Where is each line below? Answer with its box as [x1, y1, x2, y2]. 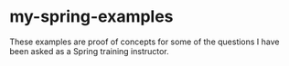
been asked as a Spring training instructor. [9, 45, 169, 56]
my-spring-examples [9, 6, 174, 27]
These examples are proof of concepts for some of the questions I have [9, 36, 280, 47]
